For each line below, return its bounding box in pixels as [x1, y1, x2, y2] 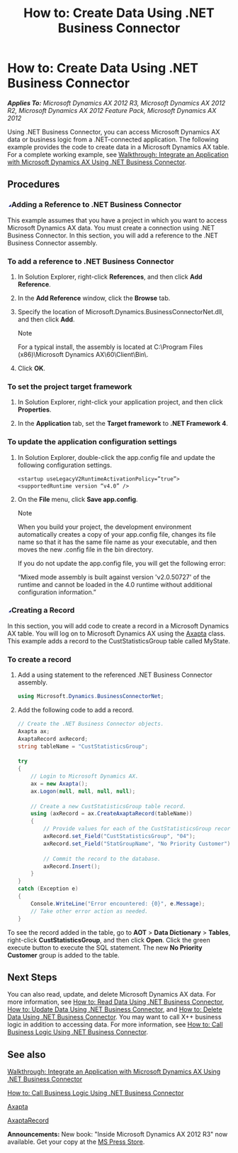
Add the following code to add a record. [17, 705, 135, 714]
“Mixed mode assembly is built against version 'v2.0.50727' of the [17, 572, 211, 581]
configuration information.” [17, 588, 97, 596]
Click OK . [17, 364, 46, 372]
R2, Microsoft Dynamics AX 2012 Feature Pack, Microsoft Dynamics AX [7, 106, 217, 114]
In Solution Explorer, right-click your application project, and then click [17, 398, 223, 407]
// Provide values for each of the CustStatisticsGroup [43, 825, 212, 832]
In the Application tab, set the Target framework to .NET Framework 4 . [17, 419, 228, 428]
